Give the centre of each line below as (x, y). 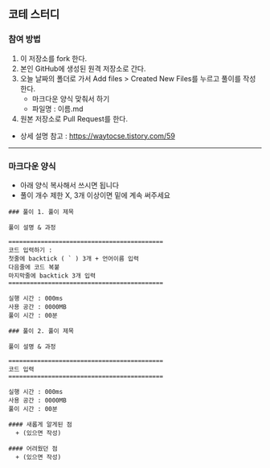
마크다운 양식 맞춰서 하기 (71, 98)
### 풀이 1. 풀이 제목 (41, 211)
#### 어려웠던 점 (33, 449)
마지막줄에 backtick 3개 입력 (52, 276)
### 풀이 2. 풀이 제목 (41, 331)
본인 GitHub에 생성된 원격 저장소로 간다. (83, 68)
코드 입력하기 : (31, 250)
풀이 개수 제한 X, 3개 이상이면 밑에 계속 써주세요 (95, 195)
